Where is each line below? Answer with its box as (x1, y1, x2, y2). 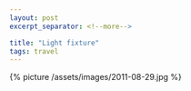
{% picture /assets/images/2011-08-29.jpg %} (9, 72, 182, 83)
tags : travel (9, 46, 59, 56)
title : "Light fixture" (9, 38, 100, 47)
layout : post (9, 13, 59, 23)
